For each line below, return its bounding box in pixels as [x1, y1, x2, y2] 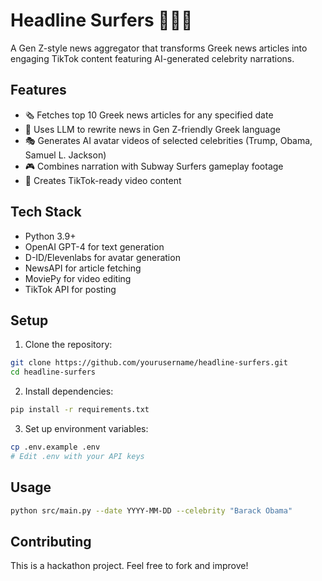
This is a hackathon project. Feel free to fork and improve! [10, 560, 249, 572]
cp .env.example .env [10, 442, 101, 452]
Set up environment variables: [24, 423, 149, 434]
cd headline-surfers [10, 367, 97, 378]
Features [10, 82, 67, 99]
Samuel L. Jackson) [24, 149, 107, 161]
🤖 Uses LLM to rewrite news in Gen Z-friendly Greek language [24, 123, 281, 135]
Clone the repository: [24, 339, 113, 351]
